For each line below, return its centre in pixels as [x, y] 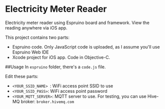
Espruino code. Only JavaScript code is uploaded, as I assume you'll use [86, 47]
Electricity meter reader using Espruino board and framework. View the [77, 23]
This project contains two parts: [37, 37]
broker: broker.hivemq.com [48, 101]
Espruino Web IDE [31, 52]
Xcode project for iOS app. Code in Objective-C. [61, 57]
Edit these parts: [22, 76]
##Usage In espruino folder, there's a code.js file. [55, 67]
